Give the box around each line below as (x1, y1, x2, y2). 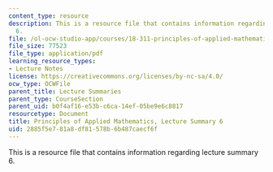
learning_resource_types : (8, 58, 96, 66)
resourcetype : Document (8, 110, 89, 118)
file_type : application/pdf (8, 49, 104, 58)
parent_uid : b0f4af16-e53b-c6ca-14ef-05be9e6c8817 (8, 102, 184, 110)
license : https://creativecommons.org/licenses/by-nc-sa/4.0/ (8, 72, 223, 80)
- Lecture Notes (8, 65, 63, 73)
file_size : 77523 (8, 42, 67, 50)
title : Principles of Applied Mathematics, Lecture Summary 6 (8, 118, 223, 126)
